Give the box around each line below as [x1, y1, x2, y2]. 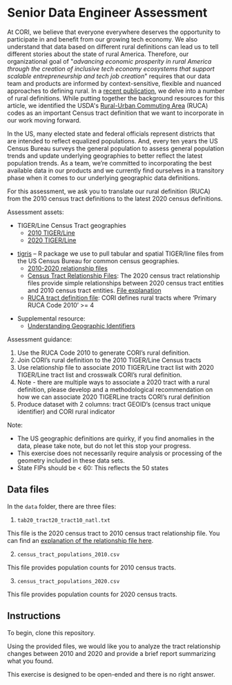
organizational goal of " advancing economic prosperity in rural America [7, 57, 212, 65]
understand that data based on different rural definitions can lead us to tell [7, 42, 219, 51]
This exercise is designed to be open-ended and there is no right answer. [7, 670, 215, 678]
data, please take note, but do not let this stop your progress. [17, 441, 191, 450]
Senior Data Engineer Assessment [7, 5, 208, 21]
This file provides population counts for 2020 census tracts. [7, 590, 177, 598]
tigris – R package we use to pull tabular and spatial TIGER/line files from [17, 249, 224, 258]
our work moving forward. [7, 116, 81, 124]
